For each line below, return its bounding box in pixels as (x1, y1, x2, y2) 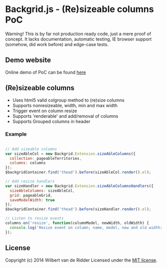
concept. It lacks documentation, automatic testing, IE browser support (5, 36, 152, 42)
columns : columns (10, 160, 46, 166)
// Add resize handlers (5, 179, 55, 184)
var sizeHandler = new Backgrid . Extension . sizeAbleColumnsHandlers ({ (5, 183, 154, 188)
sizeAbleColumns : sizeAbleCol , (10, 188, 75, 193)
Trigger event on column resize (12, 108, 77, 114)
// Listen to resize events (5, 216, 64, 221)
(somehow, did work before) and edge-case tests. (5, 41, 109, 47)
